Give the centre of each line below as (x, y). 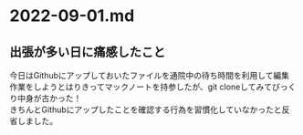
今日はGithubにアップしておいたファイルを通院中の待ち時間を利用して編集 (150, 75)
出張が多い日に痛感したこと (88, 52)
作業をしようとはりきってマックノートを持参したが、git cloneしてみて (141, 87)
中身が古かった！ (49, 98)
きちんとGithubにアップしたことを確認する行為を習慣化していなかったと (146, 109)
